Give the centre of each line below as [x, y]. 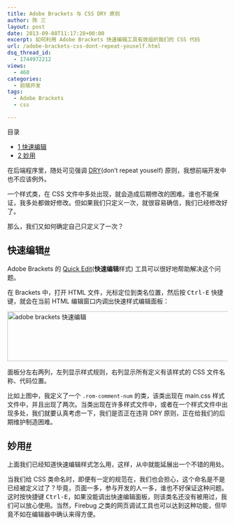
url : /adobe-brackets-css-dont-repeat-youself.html [84, 46]
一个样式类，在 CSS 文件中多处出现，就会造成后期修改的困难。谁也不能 [110, 194]
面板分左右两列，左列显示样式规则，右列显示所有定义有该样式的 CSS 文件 [113, 372]
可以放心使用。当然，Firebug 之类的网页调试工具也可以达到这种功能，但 [117, 505]
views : [17, 66]
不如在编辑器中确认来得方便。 [56, 514]
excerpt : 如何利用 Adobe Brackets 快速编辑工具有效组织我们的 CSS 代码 [104, 40]
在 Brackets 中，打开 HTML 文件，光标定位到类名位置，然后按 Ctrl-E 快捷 [115, 292]
